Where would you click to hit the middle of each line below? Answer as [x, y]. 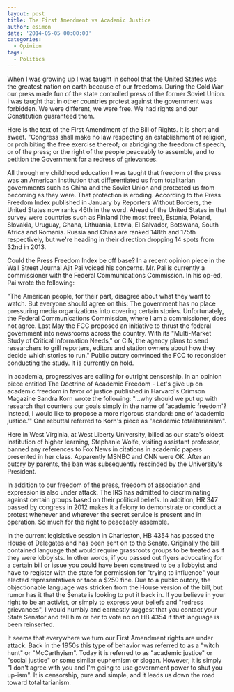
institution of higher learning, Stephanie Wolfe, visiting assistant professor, [114, 442]
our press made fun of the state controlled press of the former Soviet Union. [116, 93]
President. [22, 471]
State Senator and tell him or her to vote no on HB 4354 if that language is [113, 617]
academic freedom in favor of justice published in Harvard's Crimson [106, 391]
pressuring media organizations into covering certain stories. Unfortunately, [116, 310]
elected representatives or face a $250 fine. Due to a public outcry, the [109, 580]
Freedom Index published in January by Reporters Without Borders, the [110, 202]
